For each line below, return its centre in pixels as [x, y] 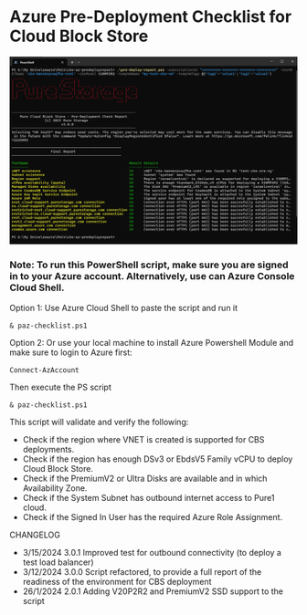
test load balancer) [58, 562]
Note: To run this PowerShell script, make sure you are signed [149, 265]
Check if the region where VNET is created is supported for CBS [143, 439]
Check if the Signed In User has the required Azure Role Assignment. [153, 516]
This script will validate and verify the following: [99, 422]
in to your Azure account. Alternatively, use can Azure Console [152, 276]
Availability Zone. [55, 488]
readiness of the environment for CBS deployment [117, 581]
